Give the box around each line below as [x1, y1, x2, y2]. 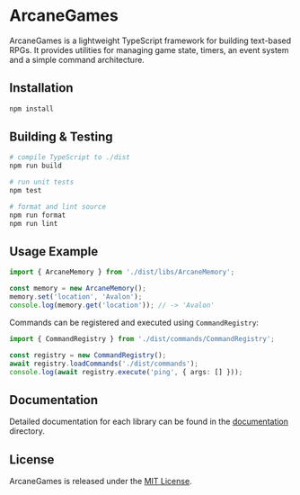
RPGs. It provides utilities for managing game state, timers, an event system [9, 44, 289, 55]
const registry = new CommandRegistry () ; [9, 350, 167, 360]
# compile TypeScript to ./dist [9, 153, 130, 162]
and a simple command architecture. [9, 54, 146, 65]
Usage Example [9, 244, 99, 259]
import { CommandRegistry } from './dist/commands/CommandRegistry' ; [9, 334, 276, 343]
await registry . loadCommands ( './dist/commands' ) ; [9, 359, 199, 368]
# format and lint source [9, 202, 106, 211]
